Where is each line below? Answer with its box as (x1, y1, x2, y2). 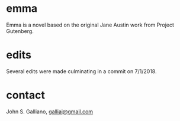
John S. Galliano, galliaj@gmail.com (6, 108, 94, 115)
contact (6, 89, 46, 102)
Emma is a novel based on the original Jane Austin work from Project (6, 21, 175, 28)
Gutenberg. (6, 27, 34, 34)
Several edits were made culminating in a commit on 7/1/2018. (6, 67, 157, 75)
